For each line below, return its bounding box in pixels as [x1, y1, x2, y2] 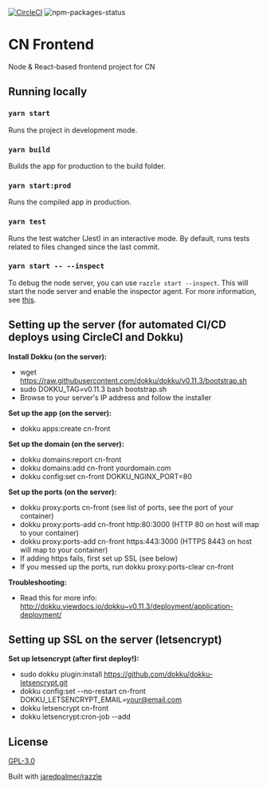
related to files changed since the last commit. [8, 242, 160, 252]
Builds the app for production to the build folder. [8, 161, 166, 171]
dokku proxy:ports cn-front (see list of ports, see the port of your [19, 502, 234, 512]
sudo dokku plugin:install [19, 669, 102, 679]
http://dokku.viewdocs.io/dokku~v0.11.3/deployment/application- [19, 601, 234, 611]
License [8, 735, 49, 748]
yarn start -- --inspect [8, 262, 105, 271]
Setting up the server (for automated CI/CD [8, 318, 227, 331]
